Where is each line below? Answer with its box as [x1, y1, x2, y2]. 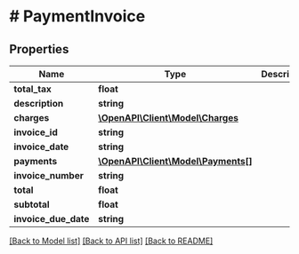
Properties [9, 42, 69, 57]
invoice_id [13, 126, 58, 139]
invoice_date [13, 140, 69, 153]
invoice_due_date [13, 213, 90, 225]
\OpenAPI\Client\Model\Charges [97, 112, 238, 123]
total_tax [13, 83, 52, 95]
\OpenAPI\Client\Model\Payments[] [97, 155, 253, 167]
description [13, 98, 64, 109]
